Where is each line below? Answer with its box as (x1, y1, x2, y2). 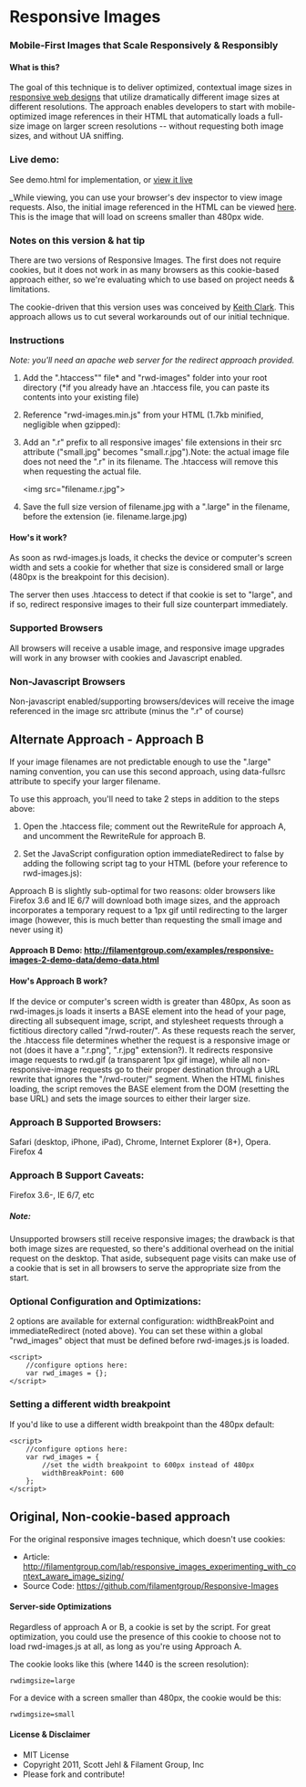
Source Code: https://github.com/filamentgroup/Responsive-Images (22, 1580, 280, 1591)
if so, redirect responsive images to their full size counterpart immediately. (9, 599, 289, 610)
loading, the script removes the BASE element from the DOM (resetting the (9, 1083, 290, 1094)
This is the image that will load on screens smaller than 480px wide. (9, 211, 264, 222)
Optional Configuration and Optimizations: (9, 1295, 202, 1308)
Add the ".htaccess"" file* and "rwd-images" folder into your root (22, 373, 268, 384)
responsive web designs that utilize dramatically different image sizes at (9, 91, 280, 102)
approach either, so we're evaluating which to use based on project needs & (9, 274, 295, 285)
